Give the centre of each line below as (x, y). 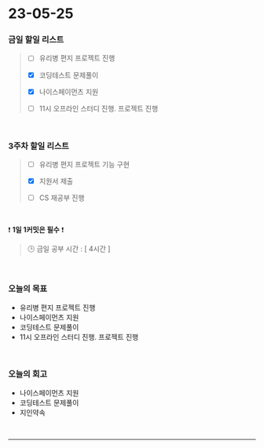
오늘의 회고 (28, 374)
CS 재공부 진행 (62, 198)
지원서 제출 (56, 181)
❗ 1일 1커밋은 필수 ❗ (36, 230)
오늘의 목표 (28, 289)
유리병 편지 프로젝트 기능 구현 (84, 165)
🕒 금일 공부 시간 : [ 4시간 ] (69, 249)
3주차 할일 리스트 (38, 146)
